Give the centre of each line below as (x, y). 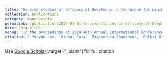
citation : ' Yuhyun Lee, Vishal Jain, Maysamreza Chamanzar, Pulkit (81, 37)
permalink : (16, 23)
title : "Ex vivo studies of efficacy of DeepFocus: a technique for (78, 10)
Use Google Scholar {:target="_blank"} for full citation (60, 51)
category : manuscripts (29, 19)
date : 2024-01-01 (23, 28)
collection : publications (32, 14)
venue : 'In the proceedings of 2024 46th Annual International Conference (84, 32)
